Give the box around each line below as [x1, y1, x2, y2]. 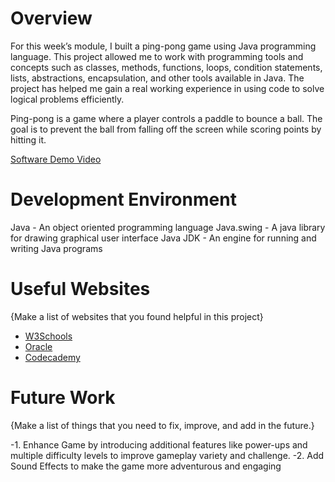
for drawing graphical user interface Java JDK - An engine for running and [10, 232, 317, 244]
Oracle [24, 340, 53, 352]
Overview [10, 7, 93, 30]
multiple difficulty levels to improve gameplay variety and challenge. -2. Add [10, 449, 325, 461]
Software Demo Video [10, 153, 102, 165]
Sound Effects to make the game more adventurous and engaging [10, 460, 282, 472]
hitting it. [10, 133, 47, 146]
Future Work [10, 387, 116, 409]
